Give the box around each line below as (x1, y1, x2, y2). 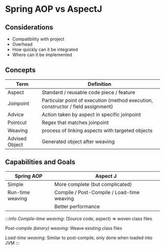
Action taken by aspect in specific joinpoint (41, 111, 141, 118)
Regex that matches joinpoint (41, 119, 109, 126)
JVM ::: (5, 240, 20, 246)
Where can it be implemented (12, 52, 72, 58)
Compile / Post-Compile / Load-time (54, 188, 140, 195)
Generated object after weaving (41, 138, 115, 145)
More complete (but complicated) (54, 181, 132, 187)
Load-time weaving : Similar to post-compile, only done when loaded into (5, 235, 153, 241)
